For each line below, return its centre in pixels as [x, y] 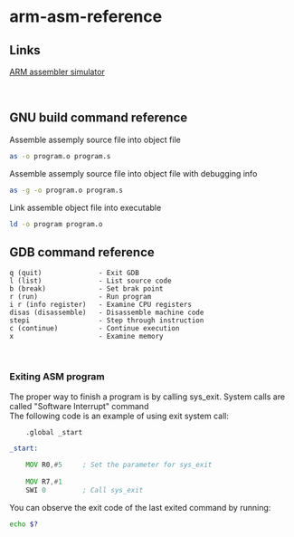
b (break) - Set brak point [87, 289]
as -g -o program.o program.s [66, 190]
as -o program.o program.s [60, 156]
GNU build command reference [99, 118]
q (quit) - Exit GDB [75, 273]
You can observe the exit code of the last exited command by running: [140, 507]
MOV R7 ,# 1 [44, 482]
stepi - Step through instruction [107, 321]
